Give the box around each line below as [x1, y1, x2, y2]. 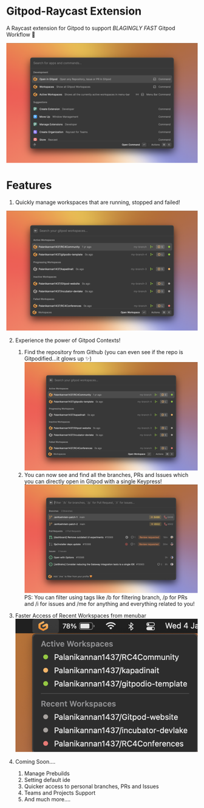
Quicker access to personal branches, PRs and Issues [24, 783, 159, 790]
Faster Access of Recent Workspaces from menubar [15, 612, 147, 619]
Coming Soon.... [15, 758, 56, 765]
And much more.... [24, 796, 71, 803]
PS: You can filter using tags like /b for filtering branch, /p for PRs [24, 594, 188, 601]
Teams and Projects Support [24, 789, 96, 796]
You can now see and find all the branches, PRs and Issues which [24, 472, 189, 479]
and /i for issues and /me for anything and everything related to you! [24, 601, 195, 608]
